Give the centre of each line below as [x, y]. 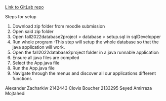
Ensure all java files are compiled [46, 58]
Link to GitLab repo [24, 7]
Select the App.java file [36, 63]
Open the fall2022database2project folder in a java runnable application [85, 52]
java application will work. [39, 47]
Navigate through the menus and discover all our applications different [84, 73]
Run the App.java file [33, 68]
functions [22, 79]
